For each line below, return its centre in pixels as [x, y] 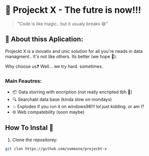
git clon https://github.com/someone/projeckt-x [56, 149]
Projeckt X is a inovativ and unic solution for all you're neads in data [74, 51]
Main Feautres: [23, 81]
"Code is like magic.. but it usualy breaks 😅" [62, 24]
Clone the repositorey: [35, 140]
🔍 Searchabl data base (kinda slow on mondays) [62, 99]
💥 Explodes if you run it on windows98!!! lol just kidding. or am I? [78, 107]
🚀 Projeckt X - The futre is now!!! [73, 10]
